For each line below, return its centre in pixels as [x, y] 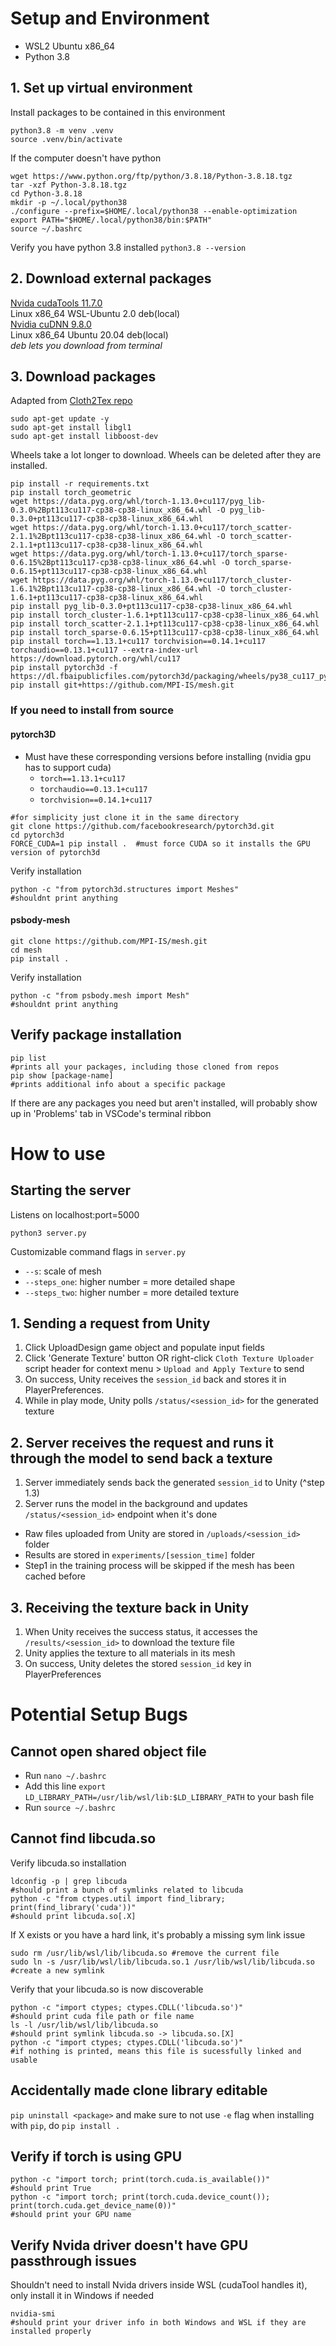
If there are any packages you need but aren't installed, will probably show [164, 1103]
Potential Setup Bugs [99, 1714]
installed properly [51, 2332]
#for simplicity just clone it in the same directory [125, 817]
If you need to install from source [92, 710]
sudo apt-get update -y [60, 419]
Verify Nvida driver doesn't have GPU [129, 2245]
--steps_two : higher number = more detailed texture [132, 1292]
